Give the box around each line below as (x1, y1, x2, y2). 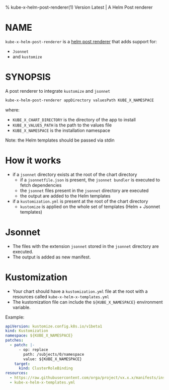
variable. (12, 304, 31, 310)
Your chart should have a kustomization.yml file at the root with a (12, 288, 148, 294)
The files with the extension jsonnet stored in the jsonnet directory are (12, 243, 159, 249)
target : (14, 361, 30, 366)
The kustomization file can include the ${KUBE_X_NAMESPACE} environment (12, 299, 163, 305)
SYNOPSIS (5, 72, 51, 83)
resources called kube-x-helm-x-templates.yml (12, 293, 110, 299)
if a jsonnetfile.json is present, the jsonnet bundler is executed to (20, 176, 160, 183)
